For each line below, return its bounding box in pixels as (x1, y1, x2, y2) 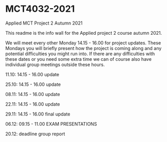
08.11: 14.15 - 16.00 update (5, 91, 60, 97)
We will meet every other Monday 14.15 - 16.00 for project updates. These (5, 39, 161, 46)
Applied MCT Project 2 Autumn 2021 (5, 20, 83, 26)
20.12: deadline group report (5, 131, 65, 137)
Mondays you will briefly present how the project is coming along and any (5, 45, 162, 51)
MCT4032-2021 (5, 3, 75, 15)
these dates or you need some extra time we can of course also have (5, 56, 152, 62)
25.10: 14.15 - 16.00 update (5, 81, 61, 87)
